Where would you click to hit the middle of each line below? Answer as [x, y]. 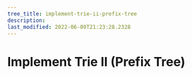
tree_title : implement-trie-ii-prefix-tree [72, 14]
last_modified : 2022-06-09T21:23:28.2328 [69, 27]
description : [26, 20]
